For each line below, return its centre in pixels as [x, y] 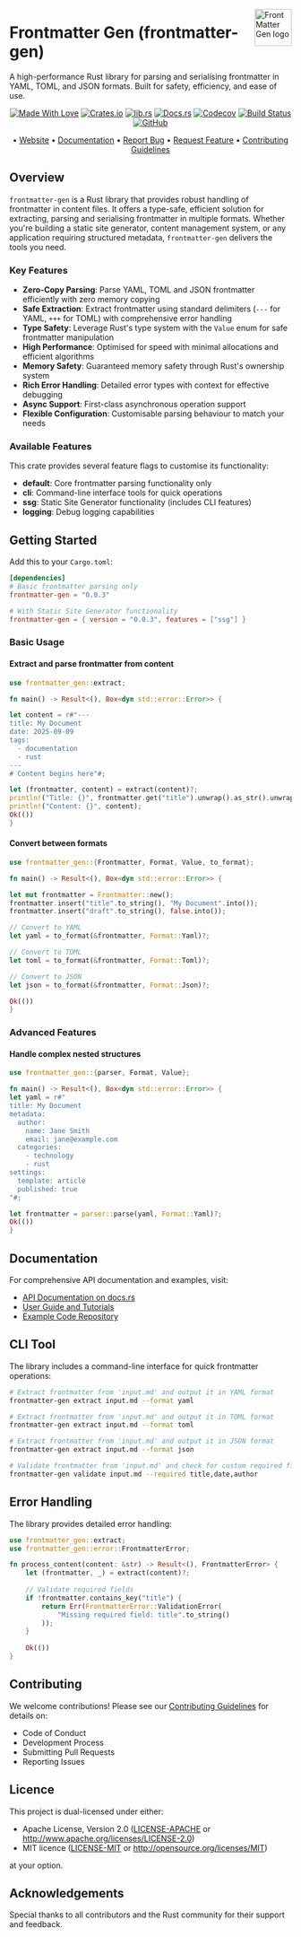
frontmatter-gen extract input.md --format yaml [102, 1400]
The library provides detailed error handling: [90, 1523]
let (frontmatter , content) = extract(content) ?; [104, 790]
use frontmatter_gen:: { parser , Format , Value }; [100, 1073]
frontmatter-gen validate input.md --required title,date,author [133, 1474]
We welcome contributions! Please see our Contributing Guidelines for [139, 1706]
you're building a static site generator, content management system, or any [148, 228]
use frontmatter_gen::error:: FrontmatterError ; [100, 1549]
